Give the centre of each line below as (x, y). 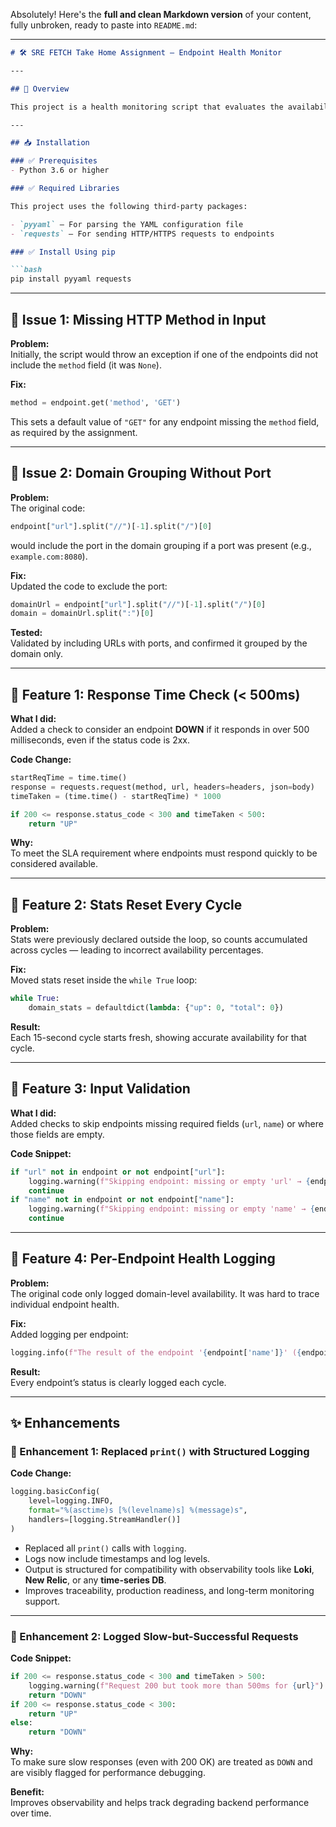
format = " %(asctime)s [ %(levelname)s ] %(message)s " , (138, 1510)
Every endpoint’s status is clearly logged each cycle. (118, 1382)
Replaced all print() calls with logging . (105, 1548)
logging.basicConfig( (55, 1492)
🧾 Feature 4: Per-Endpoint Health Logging (143, 1259)
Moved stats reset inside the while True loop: (104, 980)
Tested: (26, 633)
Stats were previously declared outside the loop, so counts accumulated (159, 940)
